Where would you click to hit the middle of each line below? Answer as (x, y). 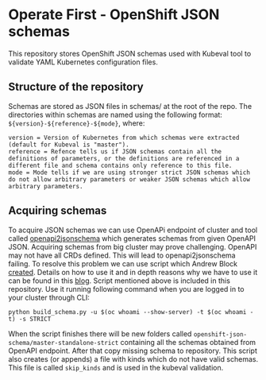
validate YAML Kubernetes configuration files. (83, 62)
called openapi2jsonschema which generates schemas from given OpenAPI (132, 238)
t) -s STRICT (30, 319)
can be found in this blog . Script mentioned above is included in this (119, 281)
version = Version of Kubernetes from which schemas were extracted (124, 138)
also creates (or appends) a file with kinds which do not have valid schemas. (133, 359)
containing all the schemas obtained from (188, 342)
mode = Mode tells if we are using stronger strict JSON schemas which (129, 173)
